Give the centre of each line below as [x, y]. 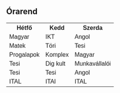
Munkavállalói [93, 63]
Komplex [57, 54]
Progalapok [24, 54]
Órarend [22, 12]
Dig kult [55, 63]
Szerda [93, 27]
